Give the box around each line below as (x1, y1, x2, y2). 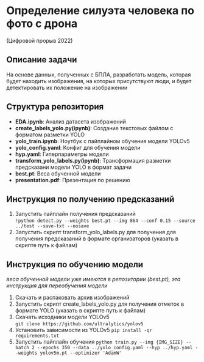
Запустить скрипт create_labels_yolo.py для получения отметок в (15, 300, 185, 308)
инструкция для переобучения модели (6, 282, 108, 289)
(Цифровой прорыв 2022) (6, 37, 73, 44)
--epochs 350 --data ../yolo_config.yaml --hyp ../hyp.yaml (37, 345, 193, 351)
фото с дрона (6, 17, 78, 31)
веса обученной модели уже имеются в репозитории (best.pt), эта (6, 276, 181, 283)
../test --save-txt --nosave (15, 223, 90, 229)
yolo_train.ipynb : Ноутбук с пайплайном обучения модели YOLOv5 (15, 137, 190, 144)
